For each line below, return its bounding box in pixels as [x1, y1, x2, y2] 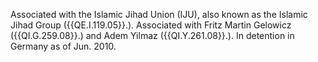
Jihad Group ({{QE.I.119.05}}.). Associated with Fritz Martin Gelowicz [10, 19, 292, 31]
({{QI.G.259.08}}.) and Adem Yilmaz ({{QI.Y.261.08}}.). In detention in [10, 30, 295, 41]
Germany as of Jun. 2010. [10, 40, 117, 52]
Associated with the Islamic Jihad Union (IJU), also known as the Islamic [10, 9, 308, 20]
